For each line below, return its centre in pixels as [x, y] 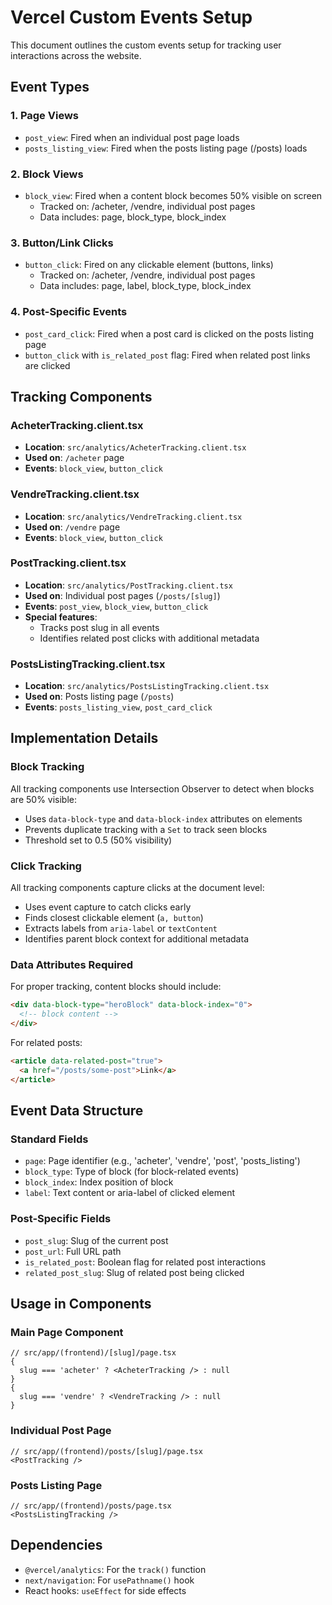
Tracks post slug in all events [99, 627]
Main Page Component [67, 1332]
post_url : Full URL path [73, 1251]
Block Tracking [47, 767]
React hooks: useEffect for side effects [105, 1590]
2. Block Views [47, 174]
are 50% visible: [44, 799]
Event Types [50, 87]
